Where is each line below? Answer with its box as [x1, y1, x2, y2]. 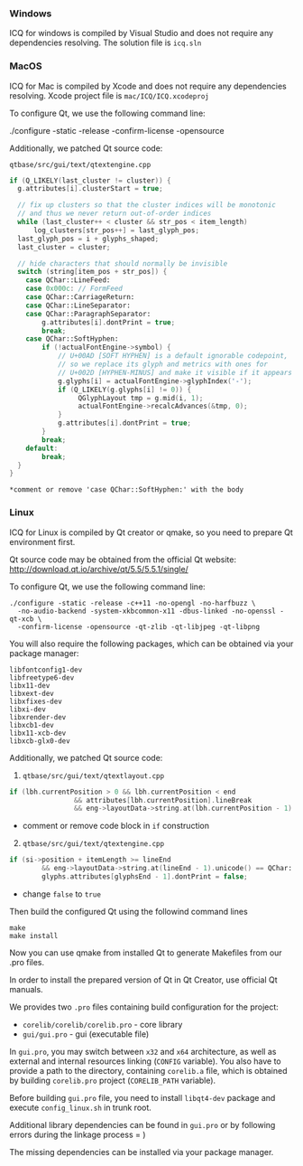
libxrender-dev [9, 712, 67, 721]
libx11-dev [9, 681, 50, 690]
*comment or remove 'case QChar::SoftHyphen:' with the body [9, 485, 244, 494]
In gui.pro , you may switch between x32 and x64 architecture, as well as [9, 1046, 277, 1057]
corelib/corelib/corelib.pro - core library [22, 1019, 183, 1030]
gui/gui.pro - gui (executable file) [22, 1029, 150, 1039]
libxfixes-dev [9, 697, 63, 706]
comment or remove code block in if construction [22, 821, 210, 832]
